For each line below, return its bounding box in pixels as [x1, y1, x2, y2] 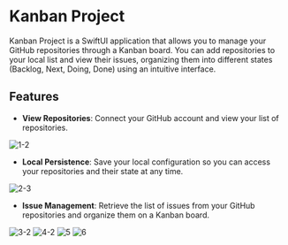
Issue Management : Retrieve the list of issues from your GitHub [21, 200, 255, 211]
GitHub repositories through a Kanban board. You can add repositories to [9, 44, 276, 55]
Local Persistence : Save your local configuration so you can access [21, 157, 271, 167]
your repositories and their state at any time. [21, 165, 184, 176]
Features [9, 89, 59, 104]
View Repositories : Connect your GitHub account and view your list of [21, 112, 280, 123]
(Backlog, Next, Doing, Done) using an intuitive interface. [9, 64, 216, 74]
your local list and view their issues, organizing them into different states [9, 54, 273, 65]
